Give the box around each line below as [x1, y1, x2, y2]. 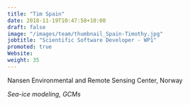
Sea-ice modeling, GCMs [7, 89, 82, 98]
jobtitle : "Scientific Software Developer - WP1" [7, 37, 157, 44]
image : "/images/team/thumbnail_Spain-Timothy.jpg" [7, 30, 163, 38]
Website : [7, 50, 33, 57]
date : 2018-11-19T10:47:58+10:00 [7, 17, 106, 24]
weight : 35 [7, 57, 40, 64]
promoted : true [7, 43, 52, 50]
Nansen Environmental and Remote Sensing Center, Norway [7, 76, 183, 84]
